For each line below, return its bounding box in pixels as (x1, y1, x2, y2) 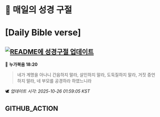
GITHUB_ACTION (5, 104, 59, 113)
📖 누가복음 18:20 (5, 61, 38, 67)
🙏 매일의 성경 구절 (5, 4, 72, 16)
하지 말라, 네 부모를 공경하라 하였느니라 (17, 78, 92, 84)
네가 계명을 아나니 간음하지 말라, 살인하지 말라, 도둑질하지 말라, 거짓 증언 (17, 72, 156, 78)
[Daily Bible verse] (5, 27, 81, 38)
